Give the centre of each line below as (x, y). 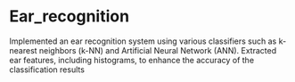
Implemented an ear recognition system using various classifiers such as (143, 41)
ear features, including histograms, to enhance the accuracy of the (132, 60)
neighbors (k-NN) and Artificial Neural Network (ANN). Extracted (158, 50)
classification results (47, 70)
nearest (23, 50)
